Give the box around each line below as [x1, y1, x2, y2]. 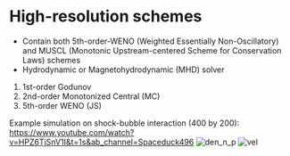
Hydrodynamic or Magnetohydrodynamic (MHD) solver [21, 64, 225, 75]
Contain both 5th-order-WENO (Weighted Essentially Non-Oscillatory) [21, 36, 279, 46]
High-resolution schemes [9, 6, 203, 27]
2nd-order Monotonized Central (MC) [21, 91, 161, 102]
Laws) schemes [21, 54, 81, 65]
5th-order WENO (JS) [21, 100, 103, 111]
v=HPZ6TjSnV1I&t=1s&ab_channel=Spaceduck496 [9, 136, 195, 147]
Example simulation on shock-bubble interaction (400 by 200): [9, 118, 240, 128]
